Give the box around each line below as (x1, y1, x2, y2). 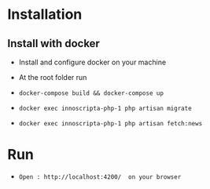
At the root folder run (18, 73, 87, 82)
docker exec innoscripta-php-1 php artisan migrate (18, 104, 192, 112)
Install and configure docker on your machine (18, 57, 167, 67)
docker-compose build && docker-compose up (18, 89, 164, 97)
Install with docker (7, 37, 100, 50)
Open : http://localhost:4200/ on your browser (18, 173, 182, 181)
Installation (7, 5, 83, 24)
